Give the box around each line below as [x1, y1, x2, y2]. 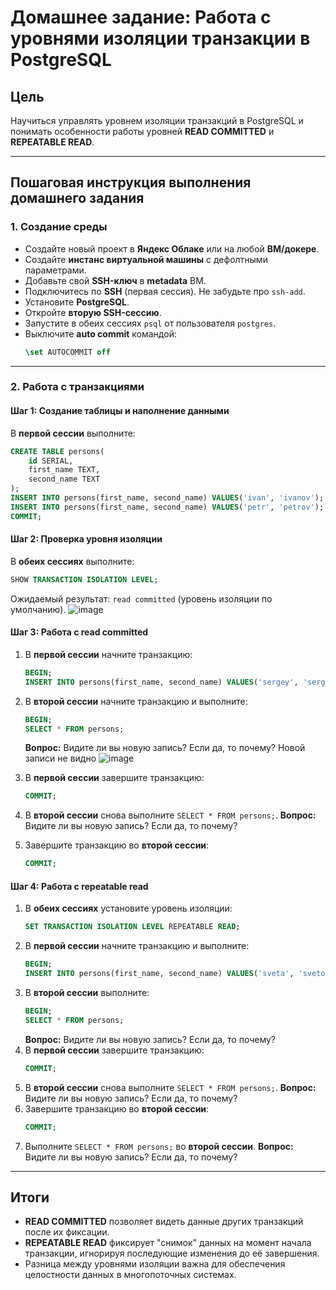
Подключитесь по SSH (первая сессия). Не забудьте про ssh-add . [24, 285, 306, 297]
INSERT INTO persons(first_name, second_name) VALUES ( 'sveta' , [24, 969, 295, 979]
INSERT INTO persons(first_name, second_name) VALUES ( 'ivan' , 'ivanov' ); [10, 493, 325, 503]
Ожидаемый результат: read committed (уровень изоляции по [10, 592, 273, 605]
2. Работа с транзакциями [10, 380, 145, 394]
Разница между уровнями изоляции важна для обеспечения [24, 1258, 286, 1270]
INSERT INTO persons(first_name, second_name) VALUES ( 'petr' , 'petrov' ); [10, 502, 325, 512]
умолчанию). [10, 603, 67, 615]
